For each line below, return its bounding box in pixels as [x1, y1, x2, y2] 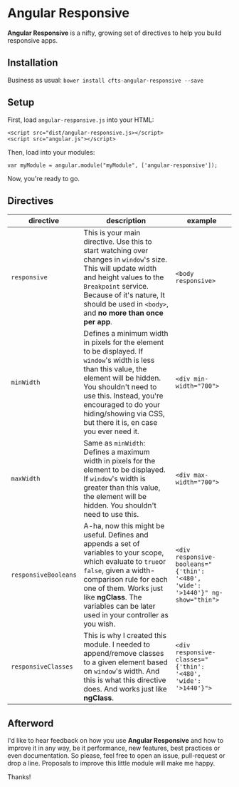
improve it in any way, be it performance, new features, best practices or [7, 744, 221, 753]
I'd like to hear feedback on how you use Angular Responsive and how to [7, 736, 224, 745]
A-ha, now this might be [83, 521, 165, 531]
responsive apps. [7, 36, 58, 44]
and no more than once [83, 308, 164, 318]
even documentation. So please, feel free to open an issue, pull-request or [7, 751, 225, 760]
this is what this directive [83, 675, 166, 685]
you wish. [83, 619, 116, 629]
